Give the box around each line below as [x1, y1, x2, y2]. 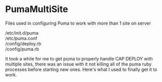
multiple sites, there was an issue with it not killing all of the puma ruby [5, 61, 152, 67]
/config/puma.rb [5, 46, 39, 52]
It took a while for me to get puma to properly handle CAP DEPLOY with [5, 55, 153, 61]
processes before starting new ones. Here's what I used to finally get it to [5, 66, 157, 72]
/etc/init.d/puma [5, 30, 39, 36]
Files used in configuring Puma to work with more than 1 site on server [5, 20, 151, 26]
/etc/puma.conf [5, 35, 38, 41]
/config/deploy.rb [5, 40, 42, 46]
